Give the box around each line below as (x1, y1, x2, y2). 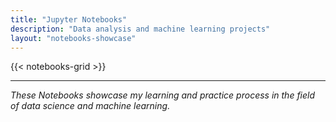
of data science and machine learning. (10, 100, 171, 112)
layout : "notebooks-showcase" (10, 33, 137, 43)
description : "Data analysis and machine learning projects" (10, 24, 271, 34)
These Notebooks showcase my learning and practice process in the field (10, 89, 316, 101)
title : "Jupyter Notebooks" (10, 14, 128, 25)
